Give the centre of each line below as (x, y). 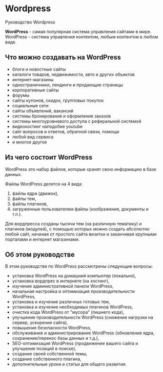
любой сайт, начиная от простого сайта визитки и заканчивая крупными (81, 234)
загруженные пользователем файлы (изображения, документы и (80, 209)
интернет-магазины (33, 79)
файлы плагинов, (30, 204)
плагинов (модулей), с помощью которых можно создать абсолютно (77, 229)
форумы (21, 95)
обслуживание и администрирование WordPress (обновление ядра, (83, 333)
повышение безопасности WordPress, (52, 328)
